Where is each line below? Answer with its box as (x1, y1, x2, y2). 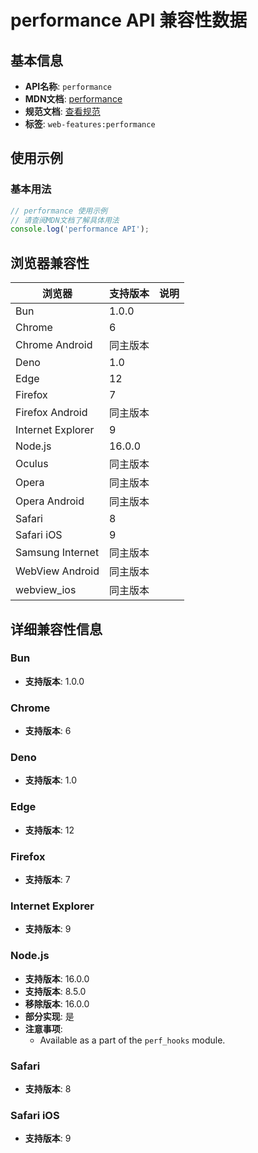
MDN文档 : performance (24, 93, 123, 105)
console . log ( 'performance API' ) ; (10, 224, 150, 235)
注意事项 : (24, 1022, 63, 1035)
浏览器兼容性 (10, 254, 90, 271)
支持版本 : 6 (24, 725, 72, 737)
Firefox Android (15, 406, 88, 420)
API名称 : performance (24, 81, 112, 92)
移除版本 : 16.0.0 (24, 997, 90, 1010)
